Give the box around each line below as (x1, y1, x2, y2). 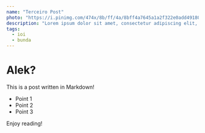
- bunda (12, 37, 32, 43)
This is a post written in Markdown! (6, 83, 95, 90)
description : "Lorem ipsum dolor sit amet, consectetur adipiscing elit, (6, 20, 198, 26)
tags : (6, 26, 20, 32)
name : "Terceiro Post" (6, 9, 64, 15)
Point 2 (15, 101, 34, 109)
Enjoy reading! (6, 120, 43, 127)
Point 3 (15, 107, 34, 115)
